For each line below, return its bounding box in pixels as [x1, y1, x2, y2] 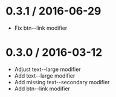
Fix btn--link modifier [14, 24, 68, 32]
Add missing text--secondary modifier [14, 78, 110, 85]
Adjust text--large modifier [14, 65, 81, 73]
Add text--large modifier [14, 72, 76, 79]
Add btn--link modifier [14, 85, 71, 92]
